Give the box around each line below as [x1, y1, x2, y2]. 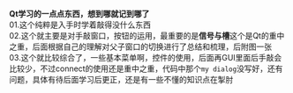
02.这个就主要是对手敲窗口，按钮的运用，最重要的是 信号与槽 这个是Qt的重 [9, 31, 277, 40]
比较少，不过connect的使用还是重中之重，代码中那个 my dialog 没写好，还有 [9, 63, 284, 74]
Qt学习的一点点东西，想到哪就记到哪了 [9, 9, 150, 18]
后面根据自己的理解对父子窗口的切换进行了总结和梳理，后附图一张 [32, 41, 272, 52]
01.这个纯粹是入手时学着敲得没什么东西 [9, 19, 152, 30]
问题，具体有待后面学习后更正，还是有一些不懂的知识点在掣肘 [9, 75, 234, 84]
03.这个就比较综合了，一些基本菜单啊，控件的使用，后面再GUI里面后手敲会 [9, 53, 282, 62]
